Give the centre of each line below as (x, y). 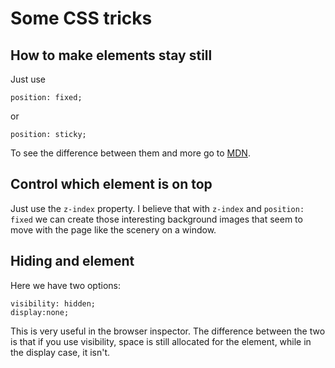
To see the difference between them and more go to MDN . (130, 153)
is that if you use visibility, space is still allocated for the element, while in (161, 341)
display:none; (40, 312)
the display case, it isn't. (60, 352)
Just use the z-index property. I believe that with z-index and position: (157, 208)
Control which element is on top (111, 184)
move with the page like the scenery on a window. (113, 229)
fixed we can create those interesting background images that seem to (156, 219)
